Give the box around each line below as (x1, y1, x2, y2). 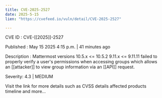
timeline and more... (5, 89, 46, 95)
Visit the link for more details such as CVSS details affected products (5, 83, 147, 89)
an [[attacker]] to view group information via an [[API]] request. (5, 64, 135, 70)
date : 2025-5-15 (5, 12, 39, 17)
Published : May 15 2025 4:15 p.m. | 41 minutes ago (5, 44, 111, 50)
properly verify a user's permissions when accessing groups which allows (5, 59, 158, 65)
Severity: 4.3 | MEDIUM (5, 74, 53, 80)
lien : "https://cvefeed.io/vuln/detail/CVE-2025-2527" (5, 16, 122, 21)
